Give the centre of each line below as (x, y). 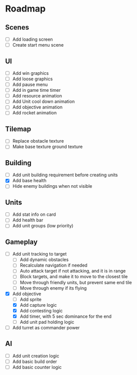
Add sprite (30, 299)
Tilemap (18, 129)
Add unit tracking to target (39, 254)
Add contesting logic (41, 310)
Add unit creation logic (36, 356)
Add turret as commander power (46, 328)
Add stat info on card (34, 214)
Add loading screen (33, 39)
